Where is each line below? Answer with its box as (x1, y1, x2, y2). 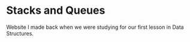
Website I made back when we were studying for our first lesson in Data (6, 23, 184, 31)
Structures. (6, 29, 34, 37)
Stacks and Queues (6, 4, 105, 17)
